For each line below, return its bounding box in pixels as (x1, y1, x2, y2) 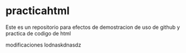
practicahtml (5, 4, 70, 18)
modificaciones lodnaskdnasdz (5, 41, 81, 48)
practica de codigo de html (5, 29, 71, 37)
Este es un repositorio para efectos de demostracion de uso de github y (5, 24, 181, 31)
